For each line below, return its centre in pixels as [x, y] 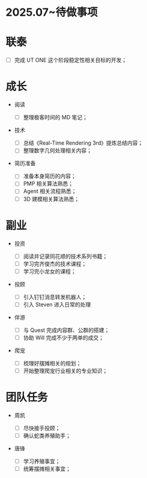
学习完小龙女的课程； [49, 271]
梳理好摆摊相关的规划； [52, 363]
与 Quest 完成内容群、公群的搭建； [66, 330]
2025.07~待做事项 [52, 12]
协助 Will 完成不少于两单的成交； [64, 338]
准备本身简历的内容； [49, 176]
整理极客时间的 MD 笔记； [55, 118]
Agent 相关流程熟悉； [50, 191]
